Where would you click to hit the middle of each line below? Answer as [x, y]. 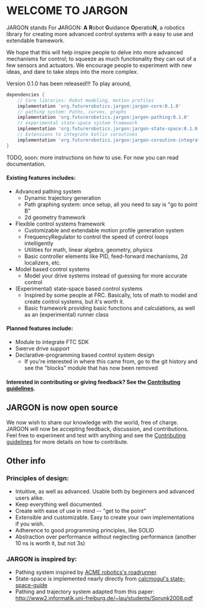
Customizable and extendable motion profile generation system [104, 230]
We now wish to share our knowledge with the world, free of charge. [92, 422]
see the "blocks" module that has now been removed [91, 368]
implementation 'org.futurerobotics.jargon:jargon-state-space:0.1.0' [109, 129]
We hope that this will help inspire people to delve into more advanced [95, 52]
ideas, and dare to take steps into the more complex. [72, 71]
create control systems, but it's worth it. [74, 301]
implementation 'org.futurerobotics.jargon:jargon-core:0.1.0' [99, 106]
